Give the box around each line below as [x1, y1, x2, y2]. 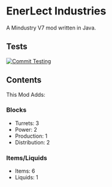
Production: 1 [14, 132, 48, 139]
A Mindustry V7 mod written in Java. [6, 24, 96, 31]
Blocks [6, 106, 27, 114]
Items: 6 [14, 167, 35, 175]
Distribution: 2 [14, 138, 50, 146]
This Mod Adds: [6, 91, 46, 98]
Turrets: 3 [14, 119, 40, 127]
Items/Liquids [6, 153, 47, 162]
